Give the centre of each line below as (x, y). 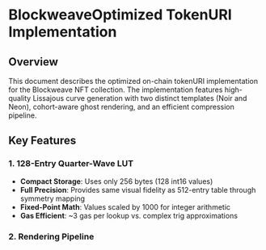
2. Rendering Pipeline (51, 236)
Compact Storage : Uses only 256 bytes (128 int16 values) (116, 181)
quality (20, 98)
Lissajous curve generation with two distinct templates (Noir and (140, 98)
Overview (34, 62)
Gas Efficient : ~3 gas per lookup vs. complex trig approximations (129, 215)
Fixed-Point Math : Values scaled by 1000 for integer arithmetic (125, 206)
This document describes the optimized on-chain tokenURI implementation (133, 81)
